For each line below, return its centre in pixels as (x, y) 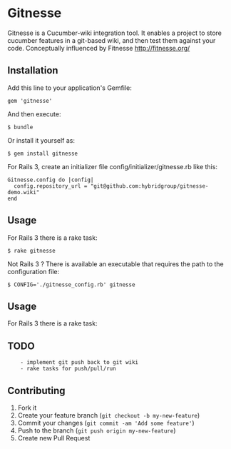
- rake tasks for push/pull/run (68, 369)
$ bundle (20, 127)
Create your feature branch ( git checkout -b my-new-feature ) (109, 415)
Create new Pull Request (54, 438)
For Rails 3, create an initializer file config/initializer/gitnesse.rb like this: (112, 166)
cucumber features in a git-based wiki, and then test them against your (112, 40)
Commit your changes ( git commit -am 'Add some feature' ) (106, 423)
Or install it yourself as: (41, 140)
